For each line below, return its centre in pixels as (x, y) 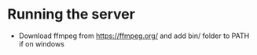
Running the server (71, 14)
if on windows (41, 43)
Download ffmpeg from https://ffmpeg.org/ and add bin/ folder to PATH (134, 36)
